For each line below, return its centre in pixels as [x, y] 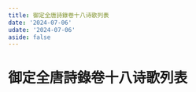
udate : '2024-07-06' [42, 30]
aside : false [30, 37]
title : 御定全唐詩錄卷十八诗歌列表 [59, 15]
